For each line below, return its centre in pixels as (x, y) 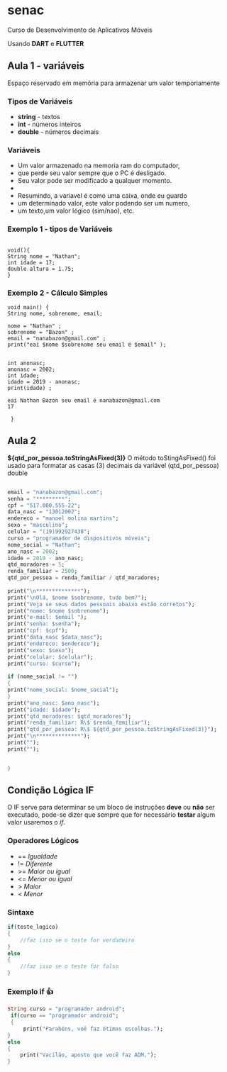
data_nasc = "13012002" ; (44, 512)
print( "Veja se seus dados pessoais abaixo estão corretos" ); (101, 604)
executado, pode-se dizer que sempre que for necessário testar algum (111, 815)
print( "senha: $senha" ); (44, 624)
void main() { (28, 307)
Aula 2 (22, 441)
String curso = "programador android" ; (66, 1009)
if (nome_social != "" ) (43, 677)
